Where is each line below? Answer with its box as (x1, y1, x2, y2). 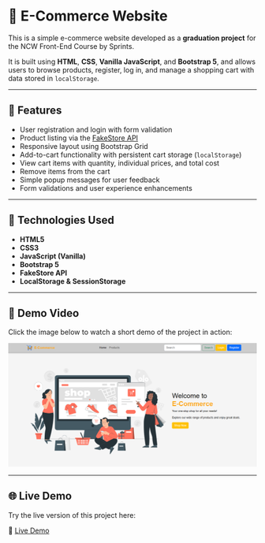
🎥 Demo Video (8, 307, 80, 320)
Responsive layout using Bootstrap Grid (19, 141, 148, 151)
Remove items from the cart (19, 166, 110, 176)
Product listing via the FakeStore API (19, 133, 139, 143)
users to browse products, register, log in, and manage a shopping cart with (8, 65, 255, 74)
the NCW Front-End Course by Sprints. (8, 41, 135, 50)
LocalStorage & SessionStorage (19, 276, 126, 286)
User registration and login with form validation (19, 125, 173, 134)
